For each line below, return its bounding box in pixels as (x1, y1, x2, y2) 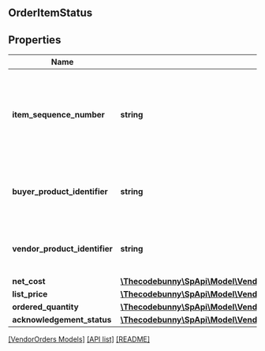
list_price (12, 289, 48, 300)
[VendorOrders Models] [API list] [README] (8, 334, 151, 344)
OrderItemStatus (8, 6, 93, 20)
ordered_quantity (12, 301, 79, 312)
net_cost (12, 276, 46, 287)
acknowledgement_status (12, 315, 112, 326)
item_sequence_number (12, 110, 105, 121)
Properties (8, 33, 62, 47)
